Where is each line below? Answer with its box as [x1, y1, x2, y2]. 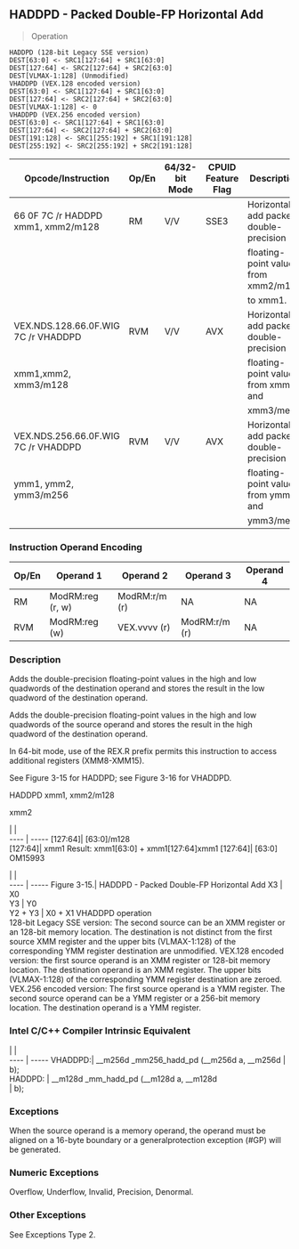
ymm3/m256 [13, 489, 69, 501]
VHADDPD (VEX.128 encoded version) [9, 79, 141, 88]
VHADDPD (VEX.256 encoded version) [9, 110, 141, 119]
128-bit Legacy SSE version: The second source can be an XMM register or [9, 917, 286, 929]
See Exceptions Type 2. [9, 1229, 96, 1240]
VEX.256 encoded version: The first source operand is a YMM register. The [9, 984, 286, 994]
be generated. [9, 1144, 61, 1155]
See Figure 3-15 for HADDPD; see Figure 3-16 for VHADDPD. [9, 773, 232, 783]
